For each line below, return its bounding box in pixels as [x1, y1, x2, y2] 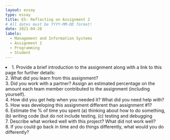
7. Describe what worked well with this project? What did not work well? [5, 118, 156, 124]
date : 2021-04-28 [5, 26, 42, 32]
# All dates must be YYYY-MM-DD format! [5, 21, 93, 27]
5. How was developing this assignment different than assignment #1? [5, 102, 152, 108]
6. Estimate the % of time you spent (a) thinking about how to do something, [5, 107, 166, 114]
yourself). [5, 91, 26, 97]
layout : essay [5, 7, 36, 13]
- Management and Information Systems [10, 36, 93, 41]
